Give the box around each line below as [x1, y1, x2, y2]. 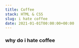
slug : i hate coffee [5, 16, 48, 21]
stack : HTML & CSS [5, 12, 43, 17]
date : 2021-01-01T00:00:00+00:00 [5, 21, 75, 26]
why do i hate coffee [5, 37, 56, 44]
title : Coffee [5, 7, 35, 12]
